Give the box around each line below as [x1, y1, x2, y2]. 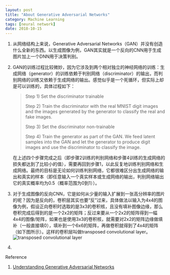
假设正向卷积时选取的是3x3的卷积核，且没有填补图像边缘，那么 [30, 204, 163, 210]
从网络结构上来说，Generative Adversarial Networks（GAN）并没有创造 [12, 41, 163, 47]
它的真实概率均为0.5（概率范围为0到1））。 [12, 180, 100, 186]
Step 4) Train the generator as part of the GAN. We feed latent [25, 134, 156, 140]
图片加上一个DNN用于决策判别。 [12, 54, 81, 60]
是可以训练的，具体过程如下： [12, 83, 75, 89]
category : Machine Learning [5, 17, 65, 22]
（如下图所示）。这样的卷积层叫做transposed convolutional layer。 [12, 229, 151, 235]
